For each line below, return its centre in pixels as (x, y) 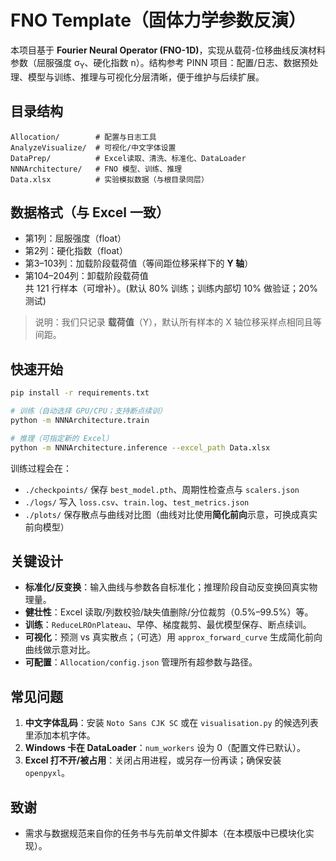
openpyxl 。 (47, 773)
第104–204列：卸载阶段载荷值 (86, 276)
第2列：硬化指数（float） (76, 251)
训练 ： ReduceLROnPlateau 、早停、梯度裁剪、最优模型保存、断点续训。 (168, 625)
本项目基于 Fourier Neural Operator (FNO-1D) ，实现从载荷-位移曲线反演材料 (168, 50)
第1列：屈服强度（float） (75, 238)
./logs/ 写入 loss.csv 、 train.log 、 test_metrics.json (137, 502)
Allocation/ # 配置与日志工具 (83, 137)
